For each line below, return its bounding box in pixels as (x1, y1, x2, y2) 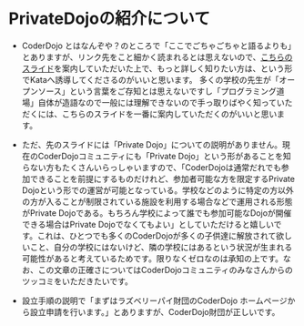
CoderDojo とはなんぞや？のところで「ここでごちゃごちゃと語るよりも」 (21, 40, 292, 51)
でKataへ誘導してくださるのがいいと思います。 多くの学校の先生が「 (21, 74, 279, 85)
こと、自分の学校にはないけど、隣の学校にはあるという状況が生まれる (29, 241, 293, 252)
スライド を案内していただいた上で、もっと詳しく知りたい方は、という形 (21, 63, 293, 74)
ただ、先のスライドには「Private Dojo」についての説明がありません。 (21, 138, 283, 150)
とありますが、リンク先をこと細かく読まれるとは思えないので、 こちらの (21, 51, 293, 62)
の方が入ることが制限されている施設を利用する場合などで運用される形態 (21, 196, 293, 207)
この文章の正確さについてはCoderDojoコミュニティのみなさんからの (37, 264, 293, 275)
